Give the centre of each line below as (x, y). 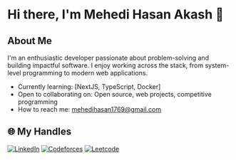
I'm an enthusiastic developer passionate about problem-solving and (108, 58)
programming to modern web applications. (85, 73)
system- (217, 65)
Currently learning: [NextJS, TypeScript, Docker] (89, 87)
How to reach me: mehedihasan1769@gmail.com (89, 109)
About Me (30, 41)
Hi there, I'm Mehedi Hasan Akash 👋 (116, 15)
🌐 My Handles (40, 132)
